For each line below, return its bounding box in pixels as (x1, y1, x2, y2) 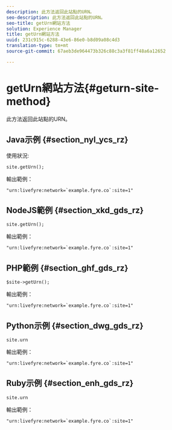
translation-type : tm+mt (6, 43, 69, 49)
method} (6, 94, 51, 108)
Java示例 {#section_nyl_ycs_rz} (6, 135, 129, 145)
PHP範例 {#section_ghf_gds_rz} (6, 263, 129, 273)
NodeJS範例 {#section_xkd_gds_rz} (6, 205, 144, 215)
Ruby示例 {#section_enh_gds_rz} (6, 378, 134, 388)
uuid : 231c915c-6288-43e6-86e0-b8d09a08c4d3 (6, 37, 120, 43)
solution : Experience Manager (6, 25, 83, 32)
